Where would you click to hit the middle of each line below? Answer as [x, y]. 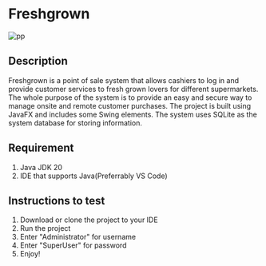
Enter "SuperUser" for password [73, 245]
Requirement [41, 148]
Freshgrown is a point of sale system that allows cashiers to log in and [124, 80]
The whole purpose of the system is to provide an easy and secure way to [130, 97]
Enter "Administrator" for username [78, 237]
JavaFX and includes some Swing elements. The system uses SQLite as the [133, 114]
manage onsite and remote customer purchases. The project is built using [130, 105]
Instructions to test [57, 200]
